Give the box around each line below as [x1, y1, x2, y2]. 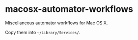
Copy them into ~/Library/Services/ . [5, 29, 81, 35]
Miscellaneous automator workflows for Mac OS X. [5, 20, 108, 26]
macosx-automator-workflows [5, 3, 134, 15]
